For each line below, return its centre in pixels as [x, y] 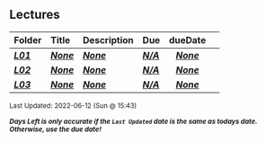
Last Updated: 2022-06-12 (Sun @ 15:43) [73, 106]
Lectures [35, 15]
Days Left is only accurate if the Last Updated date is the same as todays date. [133, 121]
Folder [28, 40]
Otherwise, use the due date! [55, 129]
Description [108, 40]
